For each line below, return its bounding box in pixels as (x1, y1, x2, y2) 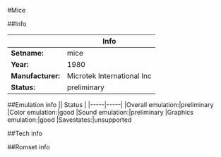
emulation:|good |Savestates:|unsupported (7, 115, 132, 124)
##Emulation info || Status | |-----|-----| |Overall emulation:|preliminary (7, 101, 214, 108)
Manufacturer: (11, 71, 61, 80)
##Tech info (7, 130, 42, 137)
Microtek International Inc (66, 71, 152, 80)
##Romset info (7, 143, 51, 151)
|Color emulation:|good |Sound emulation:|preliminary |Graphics (7, 108, 194, 116)
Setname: (11, 49, 44, 58)
